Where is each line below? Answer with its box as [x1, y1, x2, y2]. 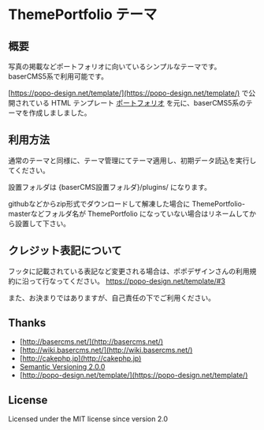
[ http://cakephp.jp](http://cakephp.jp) [19, 354, 142, 363]
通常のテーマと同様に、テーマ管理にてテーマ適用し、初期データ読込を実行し [8, 155, 257, 165]
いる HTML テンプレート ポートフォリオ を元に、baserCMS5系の [35, 98, 247, 107]
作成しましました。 [28, 108, 91, 117]
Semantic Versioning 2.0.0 [19, 362, 106, 372]
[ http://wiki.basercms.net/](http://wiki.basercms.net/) [19, 346, 193, 355]
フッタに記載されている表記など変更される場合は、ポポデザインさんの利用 [8, 266, 250, 276]
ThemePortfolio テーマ [8, 6, 158, 24]
